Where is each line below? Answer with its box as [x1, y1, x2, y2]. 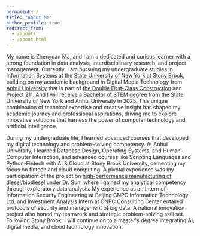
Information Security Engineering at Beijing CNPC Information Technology [6, 192, 189, 198]
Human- [162, 147, 184, 154]
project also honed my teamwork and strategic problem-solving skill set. [6, 210, 184, 217]
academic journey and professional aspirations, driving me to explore [6, 110, 177, 117]
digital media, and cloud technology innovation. [6, 223, 123, 230]
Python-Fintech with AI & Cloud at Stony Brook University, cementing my [6, 160, 186, 167]
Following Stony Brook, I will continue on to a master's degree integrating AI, [6, 217, 195, 224]
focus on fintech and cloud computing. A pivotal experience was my [6, 166, 175, 173]
